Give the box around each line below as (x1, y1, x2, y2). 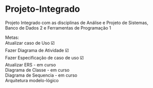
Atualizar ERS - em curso (5, 61, 56, 67)
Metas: (5, 34, 19, 40)
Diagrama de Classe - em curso (5, 67, 70, 73)
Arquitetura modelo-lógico (5, 77, 59, 83)
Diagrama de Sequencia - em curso (5, 72, 77, 78)
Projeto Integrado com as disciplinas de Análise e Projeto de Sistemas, (5, 20, 149, 26)
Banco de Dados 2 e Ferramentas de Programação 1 (5, 25, 112, 30)
